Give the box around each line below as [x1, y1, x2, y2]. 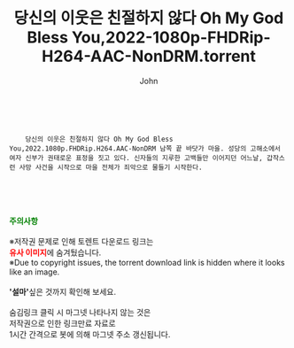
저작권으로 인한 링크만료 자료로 [9, 318, 117, 329]
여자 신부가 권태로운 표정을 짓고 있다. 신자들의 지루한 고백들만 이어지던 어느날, [9, 153, 263, 162]
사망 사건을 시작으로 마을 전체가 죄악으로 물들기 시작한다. [19, 163, 203, 172]
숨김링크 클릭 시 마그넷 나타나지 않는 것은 [9, 306, 151, 317]
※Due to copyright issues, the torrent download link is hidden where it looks [9, 257, 285, 267]
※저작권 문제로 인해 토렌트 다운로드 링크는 [9, 236, 154, 246]
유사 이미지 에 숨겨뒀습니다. [9, 247, 102, 258]
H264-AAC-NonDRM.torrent [41, 46, 257, 66]
